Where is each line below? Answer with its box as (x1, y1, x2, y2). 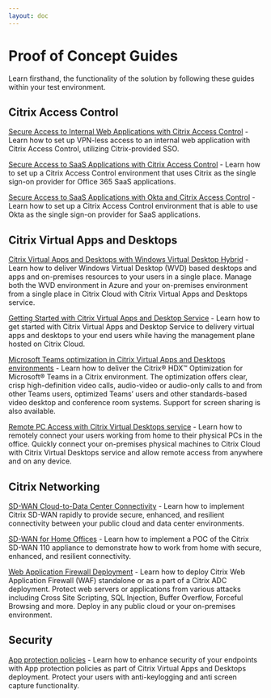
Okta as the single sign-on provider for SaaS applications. (8, 209, 201, 219)
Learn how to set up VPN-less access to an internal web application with (8, 135, 251, 146)
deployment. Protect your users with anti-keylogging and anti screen (8, 672, 237, 682)
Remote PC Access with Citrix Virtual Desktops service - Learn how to (8, 422, 243, 432)
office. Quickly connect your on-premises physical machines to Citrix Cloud (8, 439, 260, 449)
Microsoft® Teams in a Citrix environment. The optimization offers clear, (8, 372, 248, 382)
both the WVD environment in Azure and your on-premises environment (8, 281, 248, 290)
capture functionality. (8, 680, 79, 690)
